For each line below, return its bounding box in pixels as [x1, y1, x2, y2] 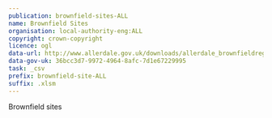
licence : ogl [8, 42, 53, 50]
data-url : [8, 49, 42, 57]
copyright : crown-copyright [8, 34, 104, 43]
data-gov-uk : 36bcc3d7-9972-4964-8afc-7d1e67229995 [8, 57, 186, 65]
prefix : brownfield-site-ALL [8, 72, 107, 80]
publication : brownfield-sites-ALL [8, 11, 129, 20]
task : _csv [8, 65, 45, 73]
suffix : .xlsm [8, 79, 57, 87]
